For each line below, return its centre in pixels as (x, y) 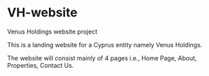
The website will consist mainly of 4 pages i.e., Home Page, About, (102, 58)
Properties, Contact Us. (40, 65)
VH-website (42, 13)
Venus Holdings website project (52, 31)
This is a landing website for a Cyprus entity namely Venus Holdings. (105, 45)
